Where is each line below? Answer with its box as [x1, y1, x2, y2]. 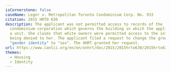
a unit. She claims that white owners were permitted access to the [10, 31, 158, 36]
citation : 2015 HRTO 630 [5, 17, 58, 22]
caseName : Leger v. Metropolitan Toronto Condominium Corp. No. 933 [5, 12, 154, 17]
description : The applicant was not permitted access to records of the [5, 21, 163, 27]
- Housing [10, 54, 31, 60]
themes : [5, 50, 22, 55]
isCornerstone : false [5, 7, 51, 13]
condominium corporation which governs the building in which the [10, 26, 154, 31]
